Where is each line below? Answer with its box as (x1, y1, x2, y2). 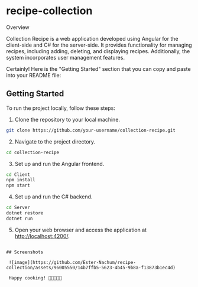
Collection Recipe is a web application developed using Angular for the (6, 35, 178, 42)
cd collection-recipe (6, 149, 60, 155)
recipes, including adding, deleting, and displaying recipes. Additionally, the (6, 47, 190, 54)
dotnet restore (6, 210, 44, 216)
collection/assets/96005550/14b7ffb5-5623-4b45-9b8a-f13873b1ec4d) (6, 265, 176, 270)
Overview (6, 24, 30, 31)
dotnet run (6, 216, 33, 221)
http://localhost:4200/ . (14, 232, 70, 240)
